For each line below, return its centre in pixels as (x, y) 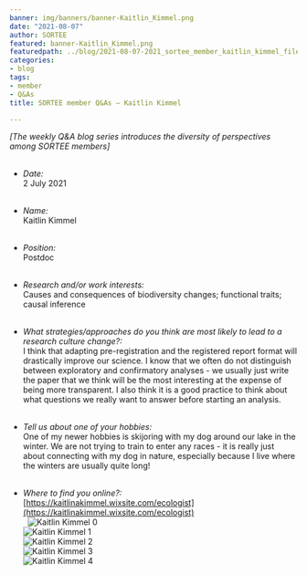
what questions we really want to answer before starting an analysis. (152, 400)
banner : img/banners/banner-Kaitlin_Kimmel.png (102, 18)
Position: (39, 248)
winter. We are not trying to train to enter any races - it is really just (148, 446)
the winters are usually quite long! (86, 465)
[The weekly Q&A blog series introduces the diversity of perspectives (140, 137)
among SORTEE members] (60, 146)
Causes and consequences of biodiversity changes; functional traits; (152, 295)
